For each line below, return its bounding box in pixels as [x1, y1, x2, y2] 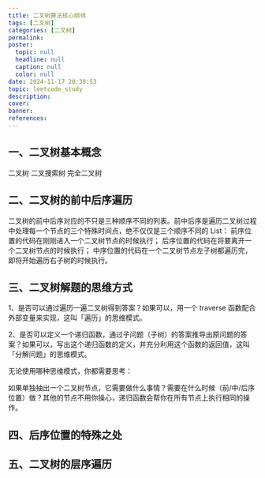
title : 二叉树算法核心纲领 [8, 11, 87, 20]
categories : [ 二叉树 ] [8, 26, 76, 34]
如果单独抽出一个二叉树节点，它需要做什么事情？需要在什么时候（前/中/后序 [8, 383, 256, 393]
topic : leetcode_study [8, 85, 83, 93]
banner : [8, 107, 34, 115]
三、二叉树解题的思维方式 [8, 280, 132, 294]
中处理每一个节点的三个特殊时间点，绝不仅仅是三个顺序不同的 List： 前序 [8, 226, 245, 235]
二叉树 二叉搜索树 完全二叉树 [8, 167, 103, 178]
